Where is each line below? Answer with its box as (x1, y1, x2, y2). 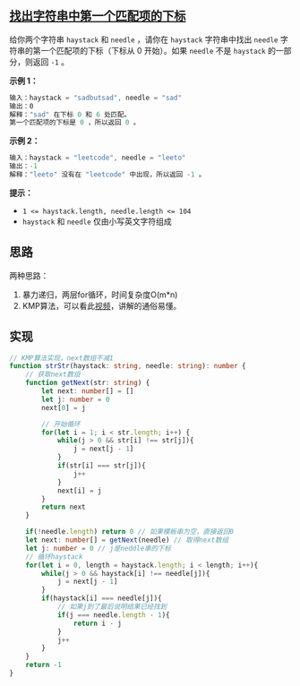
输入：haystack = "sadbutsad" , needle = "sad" (9, 93, 182, 102)
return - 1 (25, 661, 63, 670)
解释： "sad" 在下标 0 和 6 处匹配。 (9, 110, 132, 119)
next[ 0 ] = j (41, 403, 87, 412)
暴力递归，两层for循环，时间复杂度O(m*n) (21, 289, 178, 300)
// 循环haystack (25, 552, 83, 562)
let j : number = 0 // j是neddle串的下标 (25, 544, 172, 553)
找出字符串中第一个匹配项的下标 (9, 8, 186, 24)
